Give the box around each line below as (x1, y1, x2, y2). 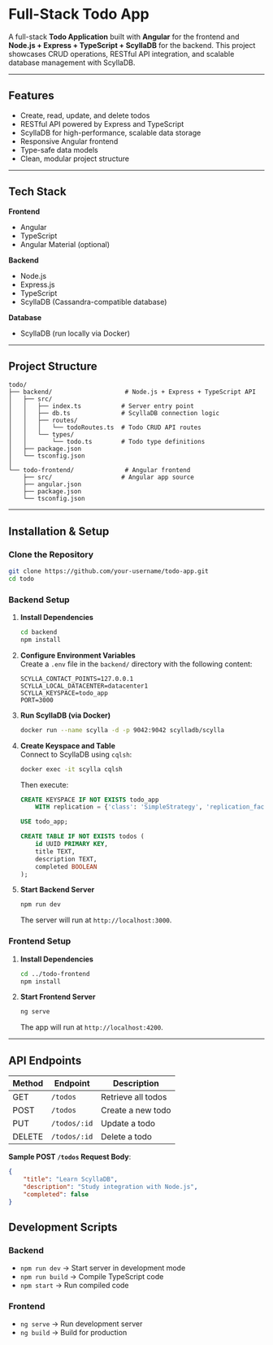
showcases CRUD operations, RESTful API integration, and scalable (8, 49, 235, 59)
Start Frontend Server (19, 992, 96, 1002)
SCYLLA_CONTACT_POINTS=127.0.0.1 (19, 675, 134, 683)
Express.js (19, 280, 55, 289)
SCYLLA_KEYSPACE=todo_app (19, 688, 108, 697)
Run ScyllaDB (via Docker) (19, 710, 111, 720)
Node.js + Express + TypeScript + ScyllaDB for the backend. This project (8, 40, 256, 50)
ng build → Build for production (19, 1328, 128, 1338)
